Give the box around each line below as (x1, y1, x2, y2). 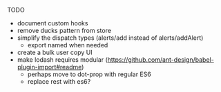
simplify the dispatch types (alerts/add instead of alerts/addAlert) (17, 34, 204, 42)
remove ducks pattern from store (17, 27, 112, 34)
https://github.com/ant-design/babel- (107, 56, 214, 64)
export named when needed (27, 41, 108, 49)
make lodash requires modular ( (17, 56, 108, 64)
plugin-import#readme (17, 63, 82, 71)
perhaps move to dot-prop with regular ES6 (27, 70, 152, 78)
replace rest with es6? (27, 78, 91, 85)
